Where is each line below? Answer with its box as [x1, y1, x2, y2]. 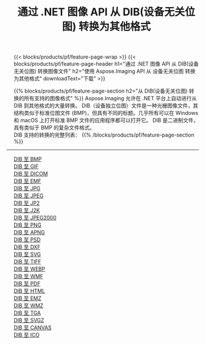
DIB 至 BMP [14, 156, 42, 163]
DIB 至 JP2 [14, 200, 40, 207]
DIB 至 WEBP [14, 265, 46, 273]
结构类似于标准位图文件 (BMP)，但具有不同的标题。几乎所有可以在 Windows [14, 110, 199, 117]
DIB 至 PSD [14, 236, 41, 243]
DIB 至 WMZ [14, 302, 44, 309]
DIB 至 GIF [14, 163, 39, 170]
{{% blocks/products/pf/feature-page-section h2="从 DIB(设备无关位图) [14, 87, 188, 94]
